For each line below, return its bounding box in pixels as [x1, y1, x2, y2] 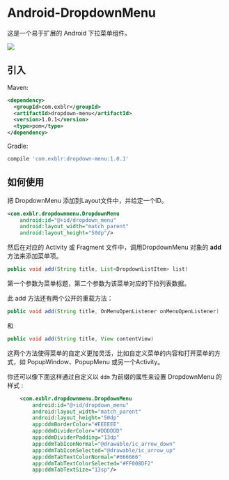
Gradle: [7, 142, 29, 150]
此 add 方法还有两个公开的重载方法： [7, 294, 113, 303]
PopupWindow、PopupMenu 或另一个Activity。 [26, 357, 164, 366]
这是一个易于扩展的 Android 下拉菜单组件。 [7, 29, 131, 37]
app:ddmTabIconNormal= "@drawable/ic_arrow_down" [32, 440, 176, 447]
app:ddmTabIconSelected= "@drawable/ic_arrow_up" [32, 447, 176, 454]
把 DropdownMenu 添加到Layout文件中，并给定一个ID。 [7, 196, 168, 204]
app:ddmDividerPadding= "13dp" [32, 434, 120, 441]
